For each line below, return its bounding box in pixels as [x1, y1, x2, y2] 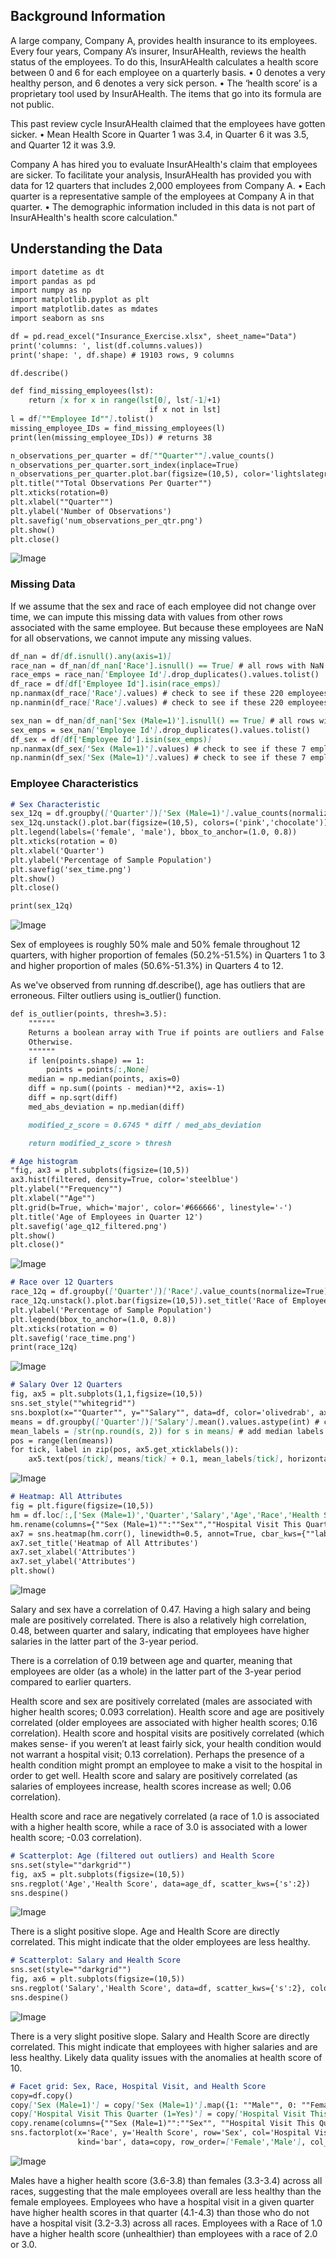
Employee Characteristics [10, 777, 139, 791]
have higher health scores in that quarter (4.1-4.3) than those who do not [10, 2206, 310, 2218]
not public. [10, 98, 55, 110]
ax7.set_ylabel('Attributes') [10, 1557, 137, 1567]
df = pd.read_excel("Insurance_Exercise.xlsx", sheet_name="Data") [10, 331, 298, 341]
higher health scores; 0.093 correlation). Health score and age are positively [10, 1706, 325, 1718]
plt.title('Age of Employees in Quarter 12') [10, 1212, 203, 1222]
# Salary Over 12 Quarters [10, 1380, 123, 1390]
